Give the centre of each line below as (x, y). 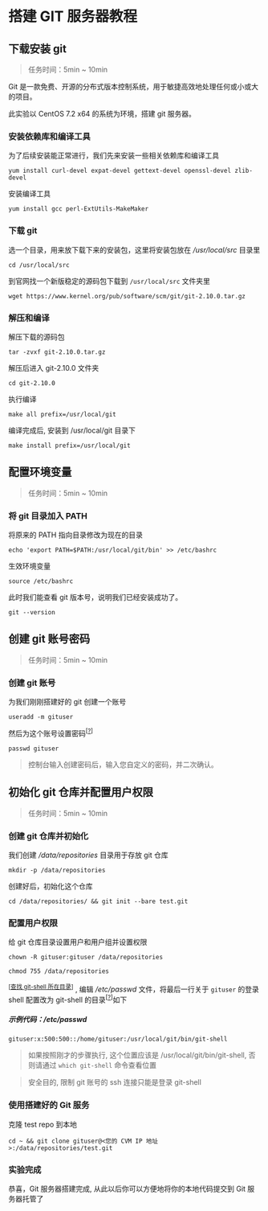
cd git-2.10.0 (32, 383)
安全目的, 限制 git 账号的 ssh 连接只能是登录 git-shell (115, 1082)
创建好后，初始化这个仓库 (51, 886)
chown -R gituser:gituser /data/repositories (85, 958)
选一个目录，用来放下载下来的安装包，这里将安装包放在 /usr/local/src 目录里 (134, 249)
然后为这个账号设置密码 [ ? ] (51, 733)
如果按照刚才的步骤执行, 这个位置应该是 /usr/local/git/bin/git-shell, (137, 1055)
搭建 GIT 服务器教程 (73, 16)
